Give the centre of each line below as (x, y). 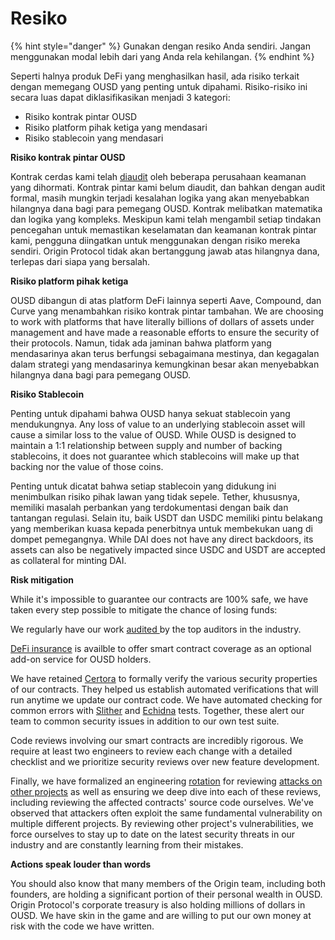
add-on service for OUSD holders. (81, 659)
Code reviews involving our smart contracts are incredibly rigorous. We (157, 740)
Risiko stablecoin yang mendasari (94, 138)
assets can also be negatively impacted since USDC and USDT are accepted (168, 549)
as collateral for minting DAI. (68, 560)
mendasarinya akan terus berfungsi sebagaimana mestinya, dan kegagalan (165, 353)
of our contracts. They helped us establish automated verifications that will (164, 689)
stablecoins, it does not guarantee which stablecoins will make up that (155, 456)
